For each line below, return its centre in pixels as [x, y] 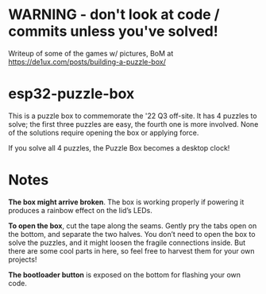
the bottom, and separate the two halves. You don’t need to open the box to [132, 234]
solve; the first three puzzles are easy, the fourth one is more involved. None [133, 124]
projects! [23, 259]
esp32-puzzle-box [71, 94]
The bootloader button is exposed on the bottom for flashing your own [124, 274]
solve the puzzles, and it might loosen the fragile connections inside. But [127, 242]
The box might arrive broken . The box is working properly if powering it [126, 202]
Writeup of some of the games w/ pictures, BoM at [91, 53]
